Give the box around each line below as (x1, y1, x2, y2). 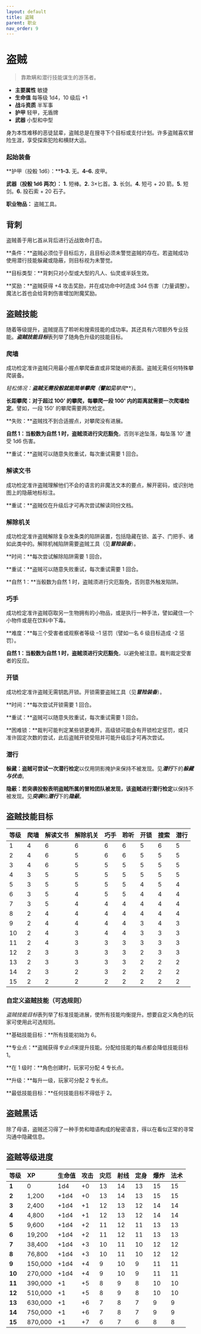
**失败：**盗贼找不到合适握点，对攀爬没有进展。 (6, 418, 127, 425)
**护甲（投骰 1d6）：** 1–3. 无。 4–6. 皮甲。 (6, 168, 111, 175)
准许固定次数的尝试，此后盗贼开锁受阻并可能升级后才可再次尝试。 (6, 734, 168, 741)
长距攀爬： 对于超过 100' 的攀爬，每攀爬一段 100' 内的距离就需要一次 (6, 397, 174, 404)
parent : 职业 (6, 20, 37, 26)
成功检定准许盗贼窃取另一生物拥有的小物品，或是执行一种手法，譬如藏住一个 (6, 609, 194, 617)
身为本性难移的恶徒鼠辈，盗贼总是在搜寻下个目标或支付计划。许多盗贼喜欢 (6, 129, 189, 136)
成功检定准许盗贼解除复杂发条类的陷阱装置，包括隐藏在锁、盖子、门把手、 (6, 533, 189, 539)
